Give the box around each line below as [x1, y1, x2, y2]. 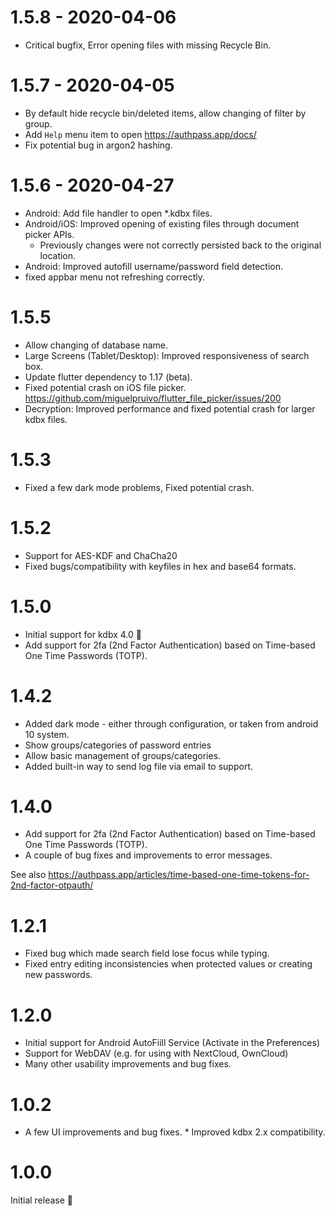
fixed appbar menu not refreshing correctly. [24, 271, 206, 283]
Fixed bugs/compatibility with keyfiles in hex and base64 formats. [24, 560, 297, 572]
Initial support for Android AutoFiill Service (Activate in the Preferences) [24, 1037, 321, 1049]
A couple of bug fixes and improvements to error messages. [24, 849, 273, 861]
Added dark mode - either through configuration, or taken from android [24, 717, 319, 730]
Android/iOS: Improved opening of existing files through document [24, 217, 300, 230]
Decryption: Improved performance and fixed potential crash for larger [24, 402, 316, 415]
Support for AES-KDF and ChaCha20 [24, 549, 178, 561]
